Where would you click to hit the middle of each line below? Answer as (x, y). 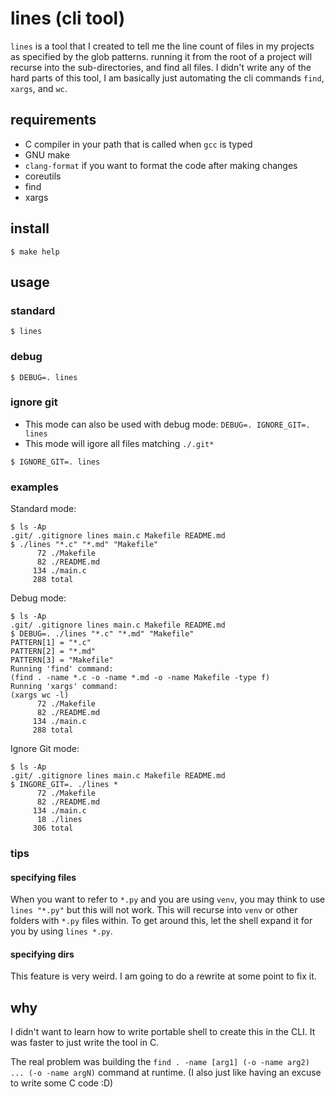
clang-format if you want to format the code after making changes (161, 165)
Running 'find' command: (62, 669)
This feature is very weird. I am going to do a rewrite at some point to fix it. (163, 976)
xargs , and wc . (39, 88)
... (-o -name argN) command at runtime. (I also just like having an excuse (166, 1073)
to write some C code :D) (62, 1083)
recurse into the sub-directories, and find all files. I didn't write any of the (161, 67)
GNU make (47, 154)
